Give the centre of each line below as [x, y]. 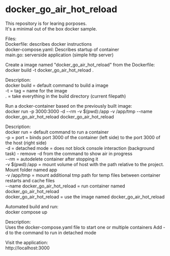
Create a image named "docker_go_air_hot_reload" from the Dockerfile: [80, 65]
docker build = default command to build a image [57, 85]
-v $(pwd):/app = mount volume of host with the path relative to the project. [85, 164]
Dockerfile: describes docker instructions [49, 44]
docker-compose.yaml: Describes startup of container [62, 49]
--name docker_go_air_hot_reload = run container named [65, 186]
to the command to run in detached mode [53, 233]
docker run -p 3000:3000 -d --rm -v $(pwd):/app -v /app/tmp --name [79, 111]
